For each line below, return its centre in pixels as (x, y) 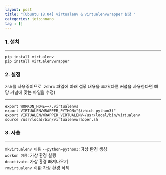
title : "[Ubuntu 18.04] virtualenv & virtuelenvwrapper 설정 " (70, 14)
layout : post (19, 10)
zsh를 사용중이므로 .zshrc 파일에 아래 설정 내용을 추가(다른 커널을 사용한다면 (79, 86)
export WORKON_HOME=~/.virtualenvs (42, 106)
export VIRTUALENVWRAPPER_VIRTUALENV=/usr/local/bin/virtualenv (73, 115)
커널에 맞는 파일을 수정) (33, 92)
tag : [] (14, 23)
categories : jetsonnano (30, 19)
